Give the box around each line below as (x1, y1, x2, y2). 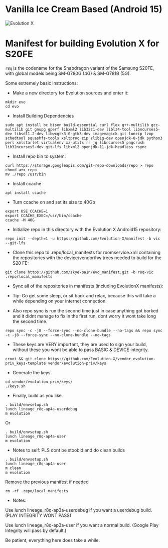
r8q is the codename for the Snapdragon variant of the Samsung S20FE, (5, 65, 154, 71)
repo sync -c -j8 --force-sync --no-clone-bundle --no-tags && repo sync (5, 328, 163, 333)
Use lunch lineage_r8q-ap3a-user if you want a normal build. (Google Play (5, 522, 159, 528)
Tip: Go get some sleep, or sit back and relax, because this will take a (12, 292, 156, 298)
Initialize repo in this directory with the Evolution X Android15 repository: (12, 226, 161, 232)
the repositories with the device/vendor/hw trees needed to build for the (12, 255, 162, 261)
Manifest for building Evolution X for (5, 38, 159, 49)
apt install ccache (5, 190, 46, 195)
